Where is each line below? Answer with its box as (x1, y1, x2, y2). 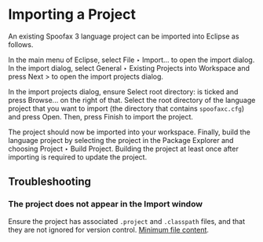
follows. (8, 39, 34, 49)
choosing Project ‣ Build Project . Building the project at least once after (8, 144, 239, 153)
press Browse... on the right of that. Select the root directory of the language (8, 95, 256, 104)
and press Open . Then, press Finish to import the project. (8, 112, 194, 121)
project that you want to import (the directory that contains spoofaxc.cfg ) (8, 104, 245, 113)
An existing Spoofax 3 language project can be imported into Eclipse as (8, 31, 239, 41)
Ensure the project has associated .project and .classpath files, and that (8, 216, 246, 225)
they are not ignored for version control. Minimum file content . (8, 225, 210, 234)
